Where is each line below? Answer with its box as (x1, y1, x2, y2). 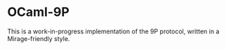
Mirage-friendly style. (7, 34, 70, 42)
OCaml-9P (7, 4, 70, 20)
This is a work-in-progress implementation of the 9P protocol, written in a (7, 27, 220, 35)
